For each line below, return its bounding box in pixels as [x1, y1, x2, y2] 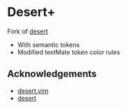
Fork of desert [7, 27, 49, 35]
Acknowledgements [7, 68, 97, 80]
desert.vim [17, 86, 49, 94]
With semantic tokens [17, 40, 80, 49]
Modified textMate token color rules [17, 48, 121, 56]
